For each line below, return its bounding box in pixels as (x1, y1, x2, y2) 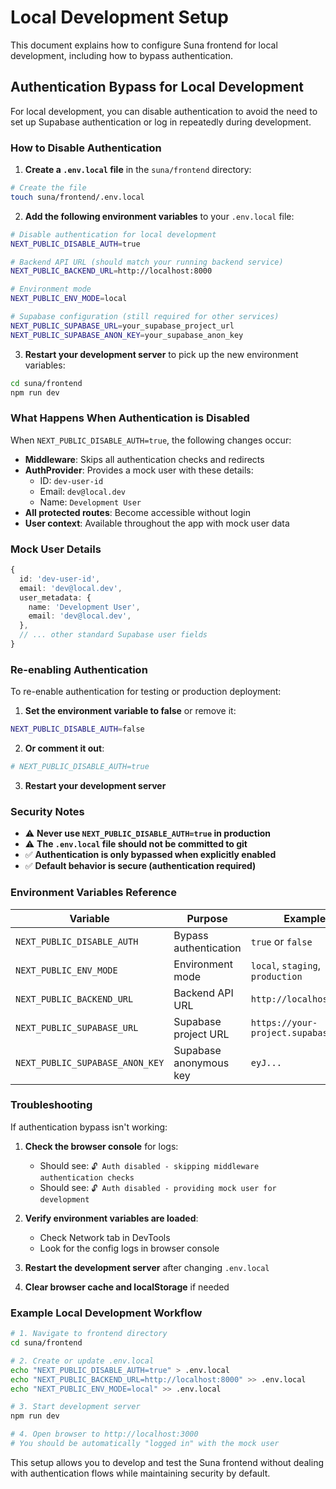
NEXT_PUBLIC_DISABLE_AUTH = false (10, 724, 145, 735)
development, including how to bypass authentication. (10, 49, 234, 61)
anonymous (173, 1056, 230, 1070)
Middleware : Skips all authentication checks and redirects (24, 453, 265, 465)
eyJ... (250, 1057, 282, 1068)
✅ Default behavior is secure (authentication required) (24, 860, 257, 872)
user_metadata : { (19, 592, 92, 603)
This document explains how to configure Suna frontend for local (10, 39, 278, 51)
